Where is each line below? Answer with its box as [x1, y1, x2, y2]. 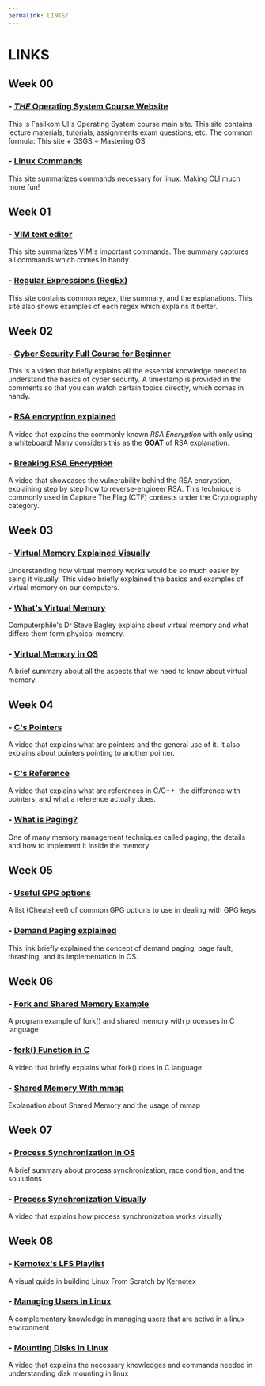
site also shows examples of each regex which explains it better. [8, 301, 218, 311]
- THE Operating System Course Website [8, 101, 168, 112]
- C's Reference [8, 768, 70, 779]
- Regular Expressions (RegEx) [8, 275, 128, 286]
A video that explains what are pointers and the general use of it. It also [8, 740, 240, 749]
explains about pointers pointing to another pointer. [8, 749, 176, 758]
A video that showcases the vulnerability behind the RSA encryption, [8, 476, 232, 485]
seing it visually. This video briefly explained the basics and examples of [8, 574, 244, 584]
